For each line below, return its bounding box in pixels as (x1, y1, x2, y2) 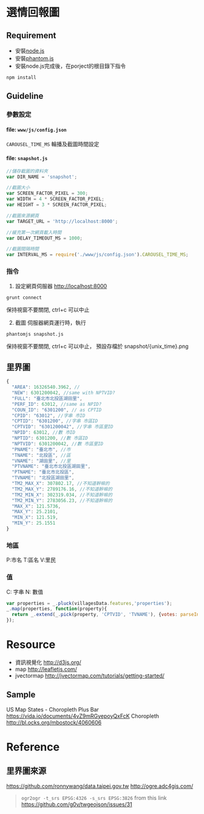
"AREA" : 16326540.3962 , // (12, 384, 80, 391)
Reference (6, 740, 59, 754)
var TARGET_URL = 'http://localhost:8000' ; (6, 218, 118, 224)
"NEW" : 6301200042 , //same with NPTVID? (12, 390, 115, 396)
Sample (6, 690, 36, 700)
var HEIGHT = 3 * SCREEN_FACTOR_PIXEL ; (6, 202, 107, 208)
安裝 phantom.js (15, 55, 54, 62)
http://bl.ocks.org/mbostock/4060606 (6, 718, 102, 726)
